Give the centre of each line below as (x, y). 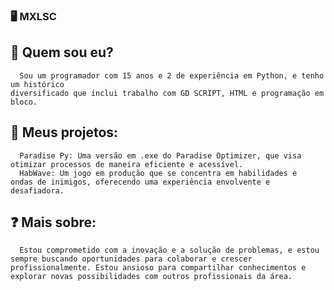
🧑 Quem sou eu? (62, 52)
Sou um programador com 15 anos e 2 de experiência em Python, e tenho (172, 75)
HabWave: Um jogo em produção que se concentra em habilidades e (158, 173)
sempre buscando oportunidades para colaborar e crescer (131, 259)
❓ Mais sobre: (53, 222)
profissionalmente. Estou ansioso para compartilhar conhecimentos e (158, 268)
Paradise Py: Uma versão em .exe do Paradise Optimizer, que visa (160, 155)
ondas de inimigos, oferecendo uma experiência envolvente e (140, 182)
